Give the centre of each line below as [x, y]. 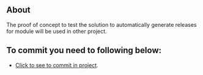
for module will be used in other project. [57, 31]
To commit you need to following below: [84, 50]
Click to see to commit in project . [57, 65]
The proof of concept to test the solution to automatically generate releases [102, 24]
